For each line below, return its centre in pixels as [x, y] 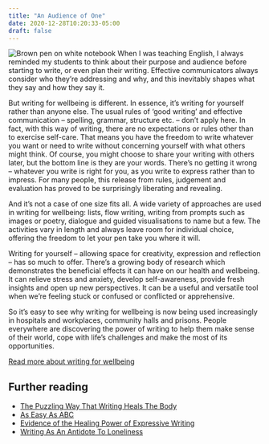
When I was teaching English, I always [181, 54]
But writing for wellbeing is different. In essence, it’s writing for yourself [126, 103]
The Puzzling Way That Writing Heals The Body [98, 406]
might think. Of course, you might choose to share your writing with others [131, 154]
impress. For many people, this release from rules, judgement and [117, 180]
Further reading [48, 387]
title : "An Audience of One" [57, 16]
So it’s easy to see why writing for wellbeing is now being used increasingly [133, 312]
